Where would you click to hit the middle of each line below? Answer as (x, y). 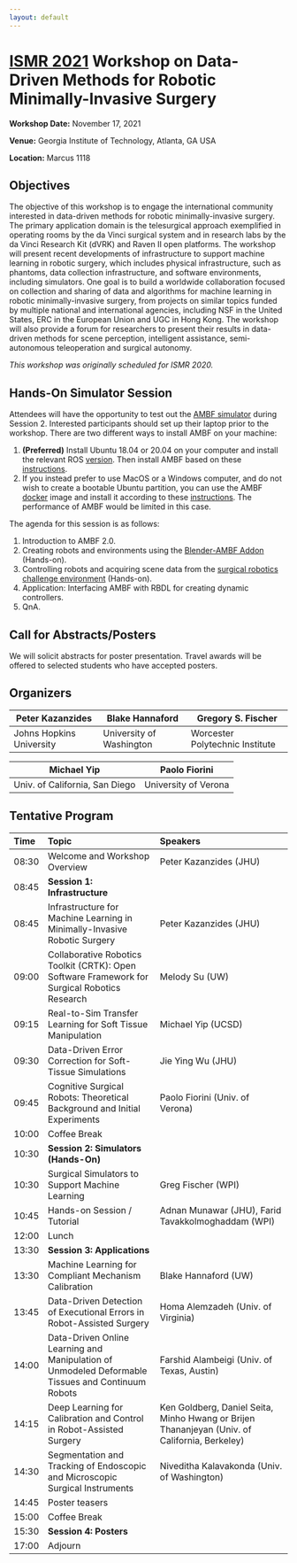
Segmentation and (85, 1455)
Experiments (73, 1119)
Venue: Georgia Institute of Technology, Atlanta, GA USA (113, 140)
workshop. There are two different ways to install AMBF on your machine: (143, 433)
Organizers (41, 693)
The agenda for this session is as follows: (84, 524)
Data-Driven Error (85, 1049)
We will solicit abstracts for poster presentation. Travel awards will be (136, 656)
